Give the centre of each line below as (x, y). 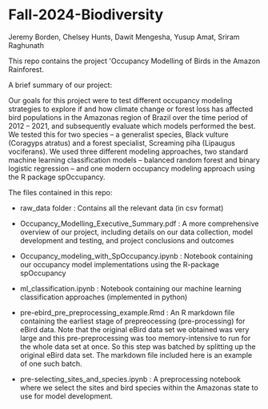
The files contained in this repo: (60, 192)
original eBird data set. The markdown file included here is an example (136, 355)
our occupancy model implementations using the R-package (120, 264)
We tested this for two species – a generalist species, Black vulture (119, 134)
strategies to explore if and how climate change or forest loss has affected (131, 109)
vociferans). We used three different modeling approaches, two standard (128, 151)
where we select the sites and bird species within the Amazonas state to (139, 387)
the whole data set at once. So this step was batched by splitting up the (138, 347)
